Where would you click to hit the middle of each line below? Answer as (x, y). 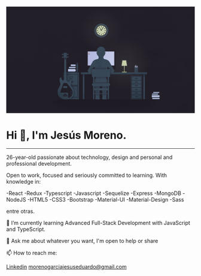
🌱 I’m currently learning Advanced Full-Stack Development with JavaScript (98, 223)
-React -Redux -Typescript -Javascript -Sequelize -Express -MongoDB (94, 193)
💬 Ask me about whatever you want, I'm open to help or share (82, 241)
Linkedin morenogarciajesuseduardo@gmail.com (66, 267)
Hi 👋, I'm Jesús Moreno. (66, 135)
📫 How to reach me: (32, 253)
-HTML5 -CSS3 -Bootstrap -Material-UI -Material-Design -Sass (106, 200)
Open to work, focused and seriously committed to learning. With (87, 175)
